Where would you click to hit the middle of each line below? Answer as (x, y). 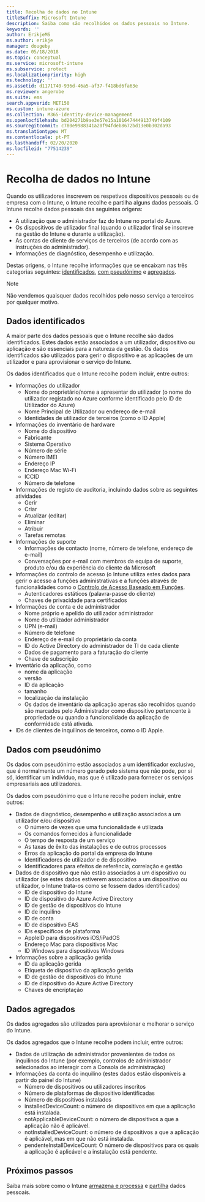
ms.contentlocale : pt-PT (38, 137)
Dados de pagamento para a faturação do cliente (86, 652)
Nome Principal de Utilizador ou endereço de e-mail (90, 411)
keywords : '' (23, 29)
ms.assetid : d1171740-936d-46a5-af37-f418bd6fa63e (72, 86)
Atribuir (34, 529)
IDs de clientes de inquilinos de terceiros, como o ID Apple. (90, 731)
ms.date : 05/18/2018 (33, 52)
